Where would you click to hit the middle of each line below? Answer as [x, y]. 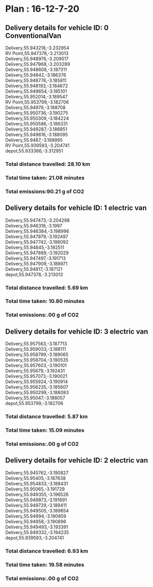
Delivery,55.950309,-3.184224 [37, 118]
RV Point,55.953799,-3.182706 [37, 102]
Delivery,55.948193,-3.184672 [37, 86]
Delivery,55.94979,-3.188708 [36, 107]
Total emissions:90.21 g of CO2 [45, 191]
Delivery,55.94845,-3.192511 [35, 247]
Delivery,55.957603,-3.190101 [36, 366]
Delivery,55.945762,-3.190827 [37, 473]
